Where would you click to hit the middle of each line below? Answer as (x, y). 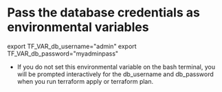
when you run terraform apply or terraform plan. (85, 81)
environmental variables (78, 27)
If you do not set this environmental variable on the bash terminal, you (116, 67)
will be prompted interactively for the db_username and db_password (115, 74)
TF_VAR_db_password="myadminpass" (63, 54)
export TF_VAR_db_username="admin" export (72, 46)
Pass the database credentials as (104, 13)
